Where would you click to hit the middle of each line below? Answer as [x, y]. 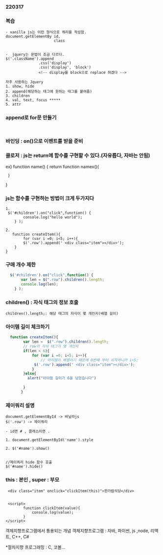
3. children [18, 96]
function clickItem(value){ [52, 508]
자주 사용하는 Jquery [24, 82]
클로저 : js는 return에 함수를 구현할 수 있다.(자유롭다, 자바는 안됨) [78, 156]
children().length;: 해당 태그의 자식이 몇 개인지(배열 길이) [62, 314]
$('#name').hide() [24, 467]
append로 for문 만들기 [31, 117]
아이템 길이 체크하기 [28, 327]
